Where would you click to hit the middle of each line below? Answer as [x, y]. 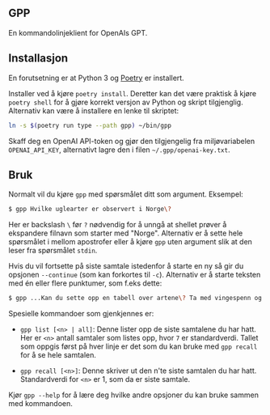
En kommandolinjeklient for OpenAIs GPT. [78, 32]
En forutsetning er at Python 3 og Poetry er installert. [96, 78]
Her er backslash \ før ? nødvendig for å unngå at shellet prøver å [118, 225]
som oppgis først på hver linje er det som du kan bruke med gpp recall [139, 346]
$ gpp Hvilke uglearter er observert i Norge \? [90, 210]
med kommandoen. [40, 404]
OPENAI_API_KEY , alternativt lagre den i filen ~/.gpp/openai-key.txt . [119, 150]
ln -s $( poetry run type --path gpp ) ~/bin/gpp [90, 125]
